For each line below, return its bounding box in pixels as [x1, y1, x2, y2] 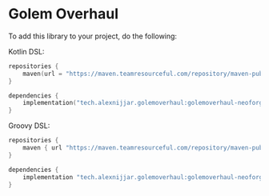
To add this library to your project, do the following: [8, 31, 178, 41]
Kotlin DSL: [8, 46, 45, 56]
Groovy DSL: [8, 121, 50, 130]
